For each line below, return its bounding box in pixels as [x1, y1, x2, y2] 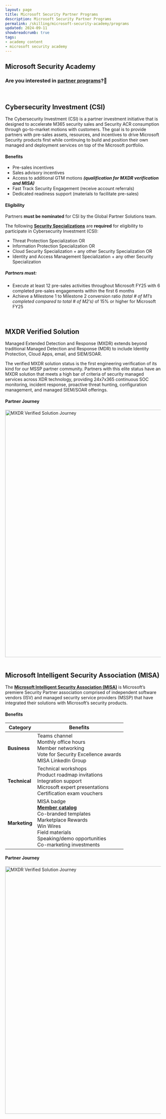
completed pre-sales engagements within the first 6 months [12, 288, 134, 293]
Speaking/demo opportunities [37, 835, 106, 842]
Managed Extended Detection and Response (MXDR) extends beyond [5, 341, 147, 346]
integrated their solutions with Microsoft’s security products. [5, 700, 128, 706]
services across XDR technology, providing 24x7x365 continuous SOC [5, 377, 149, 383]
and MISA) [12, 180, 35, 186]
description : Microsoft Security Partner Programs [5, 16, 112, 21]
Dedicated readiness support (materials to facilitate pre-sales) [12, 191, 139, 197]
